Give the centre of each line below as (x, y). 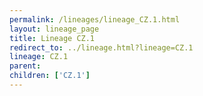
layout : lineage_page (54, 29)
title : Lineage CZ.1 (52, 38)
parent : (25, 66)
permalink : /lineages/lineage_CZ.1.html (95, 19)
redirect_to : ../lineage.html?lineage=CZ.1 (101, 47)
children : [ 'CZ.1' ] (50, 76)
